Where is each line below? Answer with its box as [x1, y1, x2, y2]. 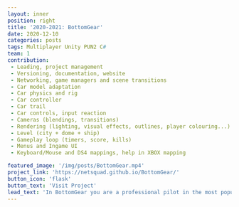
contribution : [7, 57, 50, 64]
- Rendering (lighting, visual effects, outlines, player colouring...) [10, 122, 231, 130]
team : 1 [7, 51, 31, 58]
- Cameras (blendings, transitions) [10, 116, 119, 123]
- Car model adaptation [10, 83, 81, 90]
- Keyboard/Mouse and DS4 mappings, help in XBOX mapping [10, 149, 186, 156]
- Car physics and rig [10, 90, 78, 97]
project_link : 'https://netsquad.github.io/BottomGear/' [7, 169, 180, 176]
